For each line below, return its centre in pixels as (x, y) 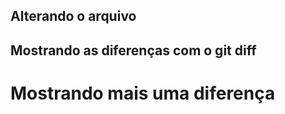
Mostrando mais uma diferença (143, 93)
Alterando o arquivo (73, 16)
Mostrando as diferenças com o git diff (133, 50)
